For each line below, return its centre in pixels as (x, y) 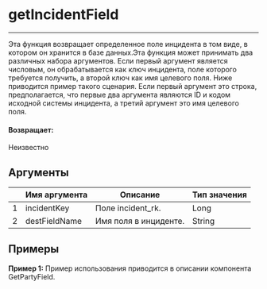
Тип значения (220, 195)
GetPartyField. (32, 276)
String (203, 221)
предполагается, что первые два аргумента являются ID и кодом (120, 94)
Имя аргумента (56, 195)
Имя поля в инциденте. (140, 221)
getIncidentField (64, 15)
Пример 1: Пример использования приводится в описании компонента (130, 268)
